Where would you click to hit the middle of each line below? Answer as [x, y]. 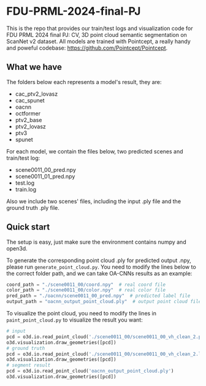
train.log [26, 189]
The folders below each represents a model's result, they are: [84, 82]
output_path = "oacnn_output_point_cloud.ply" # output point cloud [97, 302]
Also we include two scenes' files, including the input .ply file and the [94, 201]
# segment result [29, 365]
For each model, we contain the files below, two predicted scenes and [95, 151]
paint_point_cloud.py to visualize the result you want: [74, 320]
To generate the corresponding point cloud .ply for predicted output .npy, [99, 260]
